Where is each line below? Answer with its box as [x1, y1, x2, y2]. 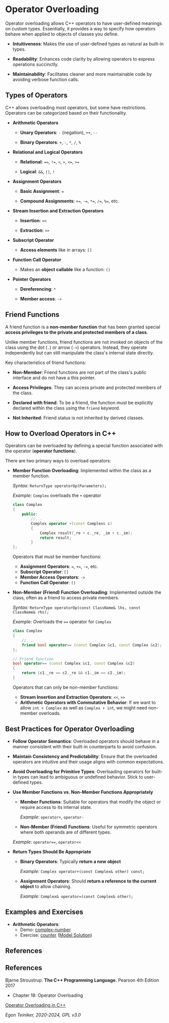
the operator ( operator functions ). [5, 448, 77, 454]
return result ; [39, 535, 72, 540]
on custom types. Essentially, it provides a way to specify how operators [5, 25, 156, 31]
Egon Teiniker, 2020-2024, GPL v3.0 [5, 1011, 81, 1018]
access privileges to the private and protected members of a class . [5, 329, 148, 335]
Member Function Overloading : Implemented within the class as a [12, 468, 151, 474]
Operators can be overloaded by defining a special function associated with [5, 443, 163, 449]
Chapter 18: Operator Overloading [12, 992, 83, 998]
